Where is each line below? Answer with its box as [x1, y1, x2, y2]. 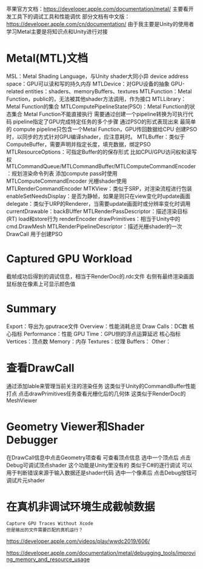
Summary [6, 302, 56, 316]
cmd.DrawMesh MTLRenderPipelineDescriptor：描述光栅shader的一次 [6, 223, 182, 230]
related [6, 87, 24, 95]
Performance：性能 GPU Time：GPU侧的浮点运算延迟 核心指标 [23, 330, 181, 337]
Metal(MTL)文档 [6, 51, 88, 65]
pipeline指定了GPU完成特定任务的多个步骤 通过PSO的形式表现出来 [13, 117, 179, 125]
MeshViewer [6, 396, 38, 404]
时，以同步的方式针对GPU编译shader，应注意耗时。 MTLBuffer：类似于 [6, 133, 185, 140]
